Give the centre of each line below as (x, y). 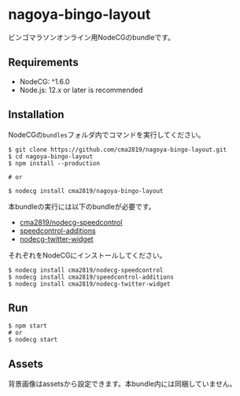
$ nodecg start (33, 340)
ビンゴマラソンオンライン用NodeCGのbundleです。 (92, 37)
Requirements (43, 63)
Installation (36, 115)
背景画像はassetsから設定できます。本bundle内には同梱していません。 (122, 384)
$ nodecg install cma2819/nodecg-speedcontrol (86, 270)
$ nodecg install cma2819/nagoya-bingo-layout (86, 191)
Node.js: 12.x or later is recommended (81, 90)
